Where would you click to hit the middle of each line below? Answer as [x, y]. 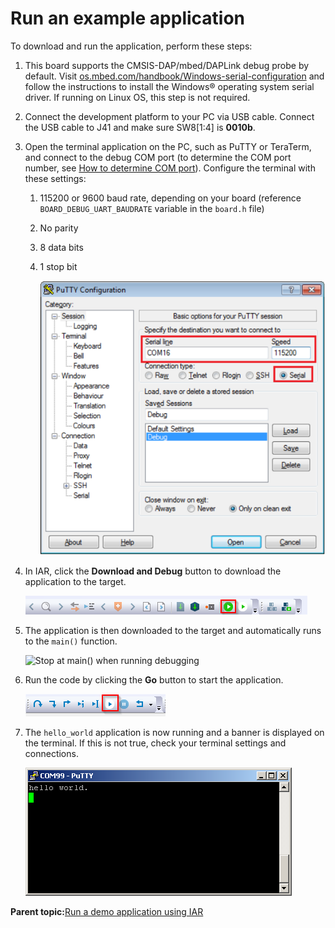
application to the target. [75, 582]
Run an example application [128, 18]
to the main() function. [71, 641]
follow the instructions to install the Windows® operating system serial [169, 86]
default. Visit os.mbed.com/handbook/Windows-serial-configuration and [174, 76]
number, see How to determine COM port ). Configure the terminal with [170, 168]
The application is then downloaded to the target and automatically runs [173, 631]
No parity [59, 228]
